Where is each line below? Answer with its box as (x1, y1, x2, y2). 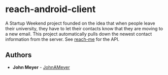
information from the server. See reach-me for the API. (5, 36, 120, 42)
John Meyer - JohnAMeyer (12, 64, 70, 70)
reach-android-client (5, 4, 96, 15)
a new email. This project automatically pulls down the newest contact (5, 31, 152, 37)
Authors (5, 51, 32, 59)
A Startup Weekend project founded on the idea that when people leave (5, 20, 155, 26)
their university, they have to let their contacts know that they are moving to (5, 25, 163, 31)
